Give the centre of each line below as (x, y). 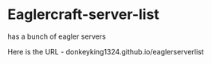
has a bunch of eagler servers (57, 36)
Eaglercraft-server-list (84, 15)
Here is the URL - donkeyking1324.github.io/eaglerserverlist (106, 51)
